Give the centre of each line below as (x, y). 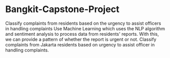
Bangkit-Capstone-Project (62, 9)
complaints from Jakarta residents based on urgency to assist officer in (80, 44)
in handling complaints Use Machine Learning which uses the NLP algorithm (85, 28)
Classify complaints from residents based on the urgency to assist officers (83, 23)
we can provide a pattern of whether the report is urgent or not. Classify (81, 39)
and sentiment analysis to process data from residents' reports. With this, (82, 34)
